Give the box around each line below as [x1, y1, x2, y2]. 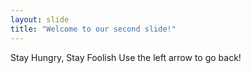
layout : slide [10, 14, 70, 25]
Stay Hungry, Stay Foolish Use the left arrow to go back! [10, 51, 242, 63]
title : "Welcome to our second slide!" [10, 24, 177, 34]
